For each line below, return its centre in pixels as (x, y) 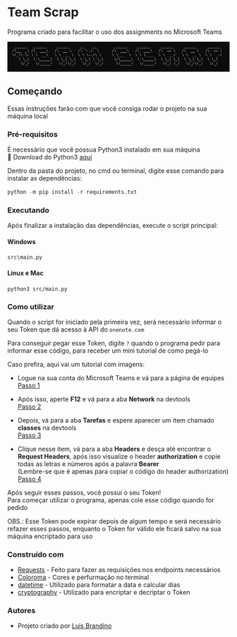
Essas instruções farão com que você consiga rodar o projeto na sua (107, 108)
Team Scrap (43, 12)
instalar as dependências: (45, 178)
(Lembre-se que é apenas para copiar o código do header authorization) (123, 471)
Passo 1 (29, 385)
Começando (35, 91)
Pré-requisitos (32, 134)
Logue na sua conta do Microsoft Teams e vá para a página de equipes (121, 377)
